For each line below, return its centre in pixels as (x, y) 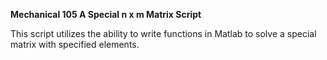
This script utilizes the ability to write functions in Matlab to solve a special (163, 33)
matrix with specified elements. (75, 44)
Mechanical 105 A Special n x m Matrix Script (106, 14)
